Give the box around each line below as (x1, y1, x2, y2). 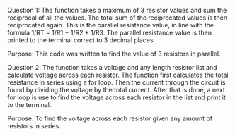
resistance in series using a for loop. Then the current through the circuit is (7, 78, 226, 87)
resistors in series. (7, 122, 62, 130)
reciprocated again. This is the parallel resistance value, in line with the (7, 21, 214, 29)
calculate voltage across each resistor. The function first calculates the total (7, 70, 229, 79)
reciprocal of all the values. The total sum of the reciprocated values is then (7, 13, 228, 22)
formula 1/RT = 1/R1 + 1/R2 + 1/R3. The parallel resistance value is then (7, 28, 212, 37)
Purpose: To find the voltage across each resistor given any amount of (7, 114, 213, 123)
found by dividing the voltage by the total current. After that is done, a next (7, 86, 225, 94)
